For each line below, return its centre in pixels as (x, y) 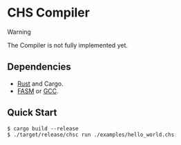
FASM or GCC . (38, 90)
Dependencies (39, 67)
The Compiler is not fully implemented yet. (68, 45)
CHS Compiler (48, 13)
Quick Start (32, 113)
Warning (19, 32)
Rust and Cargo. (40, 84)
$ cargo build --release (43, 128)
